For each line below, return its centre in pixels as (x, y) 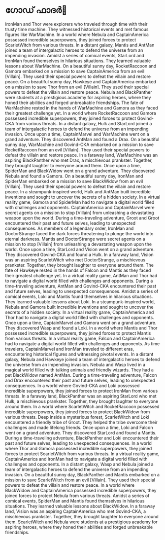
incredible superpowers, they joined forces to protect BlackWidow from (78, 412)
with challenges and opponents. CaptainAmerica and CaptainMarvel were (80, 207)
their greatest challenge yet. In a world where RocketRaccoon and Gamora (81, 113)
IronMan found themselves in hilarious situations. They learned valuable (78, 61)
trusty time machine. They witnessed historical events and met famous (77, 29)
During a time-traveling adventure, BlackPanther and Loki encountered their (82, 438)
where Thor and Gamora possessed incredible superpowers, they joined (79, 448)
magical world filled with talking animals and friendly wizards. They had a (80, 370)
